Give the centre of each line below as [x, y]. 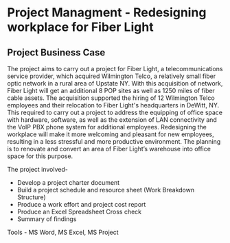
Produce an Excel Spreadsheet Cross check [79, 212]
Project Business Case [56, 52]
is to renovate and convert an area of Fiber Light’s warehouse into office [109, 149]
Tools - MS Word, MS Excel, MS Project [63, 232]
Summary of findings [47, 219]
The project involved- [38, 169]
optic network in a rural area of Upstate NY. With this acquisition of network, [115, 83]
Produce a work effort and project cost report [81, 204]
